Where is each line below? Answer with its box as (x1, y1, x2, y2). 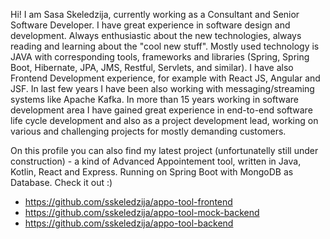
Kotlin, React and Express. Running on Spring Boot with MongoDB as (10, 166, 294, 178)
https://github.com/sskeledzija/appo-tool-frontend (24, 196, 233, 208)
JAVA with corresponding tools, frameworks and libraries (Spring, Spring (10, 51, 310, 63)
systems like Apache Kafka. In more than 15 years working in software (10, 94, 299, 105)
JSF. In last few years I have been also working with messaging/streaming (10, 83, 315, 94)
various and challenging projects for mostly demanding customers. (10, 125, 287, 137)
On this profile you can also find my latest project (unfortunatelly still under (10, 145, 319, 156)
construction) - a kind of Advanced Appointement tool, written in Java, (10, 155, 302, 167)
